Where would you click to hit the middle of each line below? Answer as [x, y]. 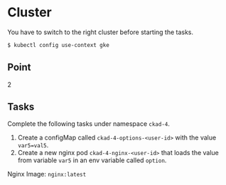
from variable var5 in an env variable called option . [92, 160]
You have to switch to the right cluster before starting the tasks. [101, 32]
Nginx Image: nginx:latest [47, 174]
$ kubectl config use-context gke [59, 45]
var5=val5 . [33, 145]
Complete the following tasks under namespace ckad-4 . [89, 124]
